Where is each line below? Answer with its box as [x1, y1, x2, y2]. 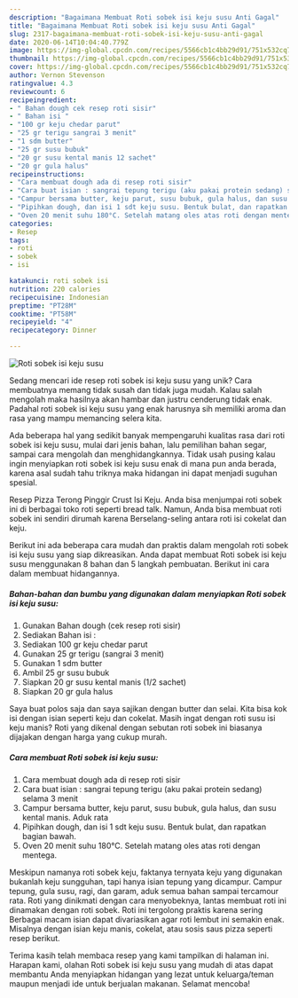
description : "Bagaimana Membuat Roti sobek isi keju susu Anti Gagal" [9, 12, 279, 22]
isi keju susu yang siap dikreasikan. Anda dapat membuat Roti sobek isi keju [9, 549, 286, 560]
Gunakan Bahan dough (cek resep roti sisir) [21, 620, 182, 631]
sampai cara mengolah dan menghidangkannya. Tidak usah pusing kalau [9, 449, 276, 460]
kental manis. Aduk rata [21, 812, 109, 822]
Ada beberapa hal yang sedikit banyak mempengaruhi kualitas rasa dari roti [9, 430, 286, 440]
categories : [9, 219, 53, 228]
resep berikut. [9, 932, 60, 943]
